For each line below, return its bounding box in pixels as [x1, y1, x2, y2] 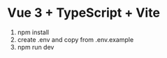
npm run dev [17, 43, 55, 51]
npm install [17, 28, 50, 36]
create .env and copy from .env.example [17, 35, 134, 43]
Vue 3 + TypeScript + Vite [7, 5, 161, 21]
